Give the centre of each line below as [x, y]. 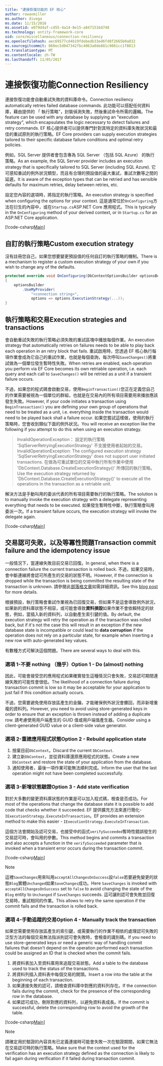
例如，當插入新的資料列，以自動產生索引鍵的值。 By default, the [77, 614]
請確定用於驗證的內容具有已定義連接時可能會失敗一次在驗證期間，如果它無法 [81, 1042]
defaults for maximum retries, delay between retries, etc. [62, 185]
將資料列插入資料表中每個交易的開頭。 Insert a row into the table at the [82, 974]
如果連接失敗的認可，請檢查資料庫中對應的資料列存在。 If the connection [84, 986]
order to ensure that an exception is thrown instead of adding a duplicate [78, 714]
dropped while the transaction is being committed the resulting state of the [80, 581]
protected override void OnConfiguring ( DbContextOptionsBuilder [71, 276]
